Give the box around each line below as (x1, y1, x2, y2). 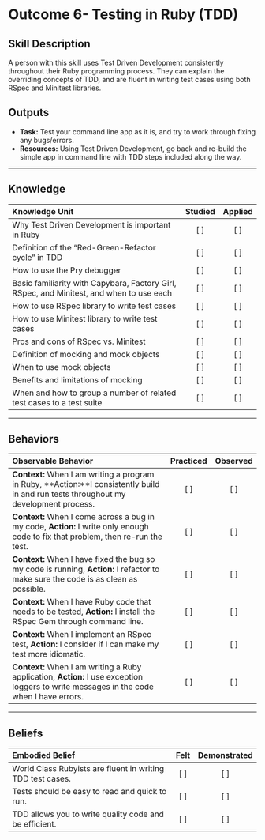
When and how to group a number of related (12, 387, 177, 398)
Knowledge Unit (12, 205, 74, 217)
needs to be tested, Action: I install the (12, 606, 155, 617)
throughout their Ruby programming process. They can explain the (8, 66, 225, 76)
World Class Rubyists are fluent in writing (12, 763, 164, 774)
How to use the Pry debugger (12, 265, 121, 276)
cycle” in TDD (12, 251, 63, 262)
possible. (12, 583, 46, 594)
